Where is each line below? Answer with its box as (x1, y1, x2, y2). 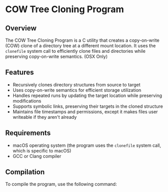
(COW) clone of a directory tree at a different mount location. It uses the (5, 43, 156, 49)
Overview (5, 24, 37, 33)
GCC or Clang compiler (12, 153, 61, 159)
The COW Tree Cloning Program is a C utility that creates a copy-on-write (5, 37, 160, 43)
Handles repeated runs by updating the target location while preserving (12, 92, 162, 99)
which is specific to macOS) (12, 147, 72, 153)
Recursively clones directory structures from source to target (12, 81, 141, 87)
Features (5, 68, 34, 77)
